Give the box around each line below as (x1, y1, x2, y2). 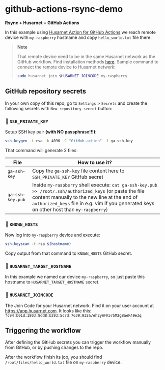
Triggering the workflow (5, 326, 81, 335)
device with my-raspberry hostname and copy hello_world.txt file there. (5, 34, 152, 40)
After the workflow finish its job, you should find (5, 354, 102, 360)
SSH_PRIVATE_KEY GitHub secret (32, 173, 104, 180)
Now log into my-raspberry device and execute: (5, 232, 101, 238)
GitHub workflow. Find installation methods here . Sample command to (17, 59, 159, 64)
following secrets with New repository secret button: (5, 105, 112, 111)
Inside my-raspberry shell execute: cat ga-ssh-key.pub (32, 181, 158, 188)
